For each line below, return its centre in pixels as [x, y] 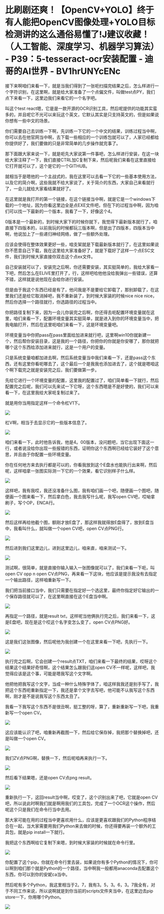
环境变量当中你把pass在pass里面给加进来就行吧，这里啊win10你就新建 [76, 335]
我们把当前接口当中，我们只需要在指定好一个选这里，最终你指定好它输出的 [80, 590]
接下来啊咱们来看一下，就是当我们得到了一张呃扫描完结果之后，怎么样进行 [80, 86]
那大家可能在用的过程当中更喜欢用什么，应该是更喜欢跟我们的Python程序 [79, 820]
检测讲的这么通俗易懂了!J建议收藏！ [77, 35]
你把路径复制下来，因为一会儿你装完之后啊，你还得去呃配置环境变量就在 [78, 312]
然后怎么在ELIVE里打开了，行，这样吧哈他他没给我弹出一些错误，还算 [88, 273]
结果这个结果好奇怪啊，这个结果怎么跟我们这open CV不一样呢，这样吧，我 [80, 667]
